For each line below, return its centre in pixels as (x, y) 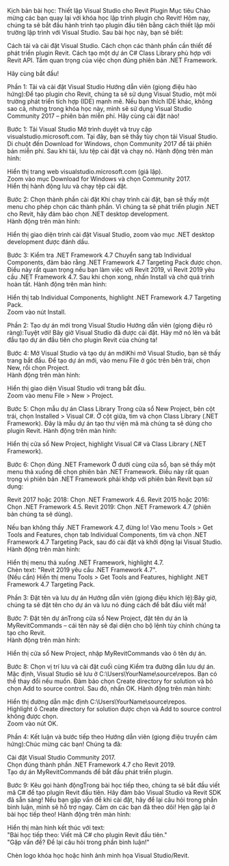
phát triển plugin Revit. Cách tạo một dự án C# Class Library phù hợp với (109, 53)
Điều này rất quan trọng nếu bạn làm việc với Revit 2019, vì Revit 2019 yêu (111, 270)
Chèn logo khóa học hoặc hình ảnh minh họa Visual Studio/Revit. (98, 855)
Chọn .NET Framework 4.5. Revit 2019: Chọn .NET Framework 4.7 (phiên (109, 507)
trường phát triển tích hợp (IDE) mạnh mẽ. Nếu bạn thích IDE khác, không (110, 101)
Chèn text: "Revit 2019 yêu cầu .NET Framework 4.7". (82, 570)
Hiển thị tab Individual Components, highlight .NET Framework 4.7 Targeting (114, 297)
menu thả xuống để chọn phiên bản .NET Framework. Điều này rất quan (108, 472)
